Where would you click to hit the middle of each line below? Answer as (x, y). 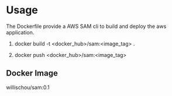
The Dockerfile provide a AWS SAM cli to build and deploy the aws (86, 26)
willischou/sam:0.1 (28, 87)
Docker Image (32, 73)
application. (20, 32)
